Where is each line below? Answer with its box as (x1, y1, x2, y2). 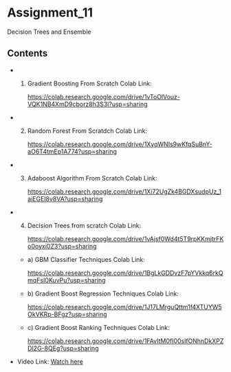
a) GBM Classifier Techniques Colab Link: (27, 255, 146, 263)
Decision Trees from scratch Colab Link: (27, 221, 142, 229)
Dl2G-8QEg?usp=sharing (27, 344, 99, 352)
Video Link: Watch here (16, 357, 84, 366)
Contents (7, 48, 48, 59)
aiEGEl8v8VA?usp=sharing (27, 194, 103, 203)
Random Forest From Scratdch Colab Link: (27, 126, 148, 135)
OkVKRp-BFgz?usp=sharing (27, 310, 108, 318)
